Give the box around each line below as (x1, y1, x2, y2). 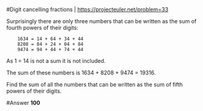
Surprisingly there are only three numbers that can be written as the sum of (6, 18, 197, 24)
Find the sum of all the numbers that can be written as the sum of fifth (6, 81, 183, 88)
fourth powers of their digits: (6, 24, 79, 31)
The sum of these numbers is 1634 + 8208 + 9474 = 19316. (6, 69, 156, 76)
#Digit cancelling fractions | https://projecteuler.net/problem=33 (6, 6, 169, 13)
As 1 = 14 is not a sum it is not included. (6, 57, 106, 64)
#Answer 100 (6, 99, 40, 106)
